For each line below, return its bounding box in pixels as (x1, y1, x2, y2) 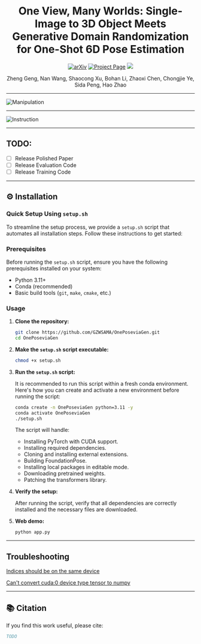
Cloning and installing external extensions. (23, 451, 129, 458)
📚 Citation (6, 603, 47, 613)
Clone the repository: (14, 318, 69, 325)
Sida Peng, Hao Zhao (74, 81, 127, 88)
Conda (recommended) (14, 282, 73, 290)
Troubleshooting (6, 551, 70, 562)
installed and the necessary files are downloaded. (14, 506, 138, 513)
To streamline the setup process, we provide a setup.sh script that (6, 223, 170, 231)
